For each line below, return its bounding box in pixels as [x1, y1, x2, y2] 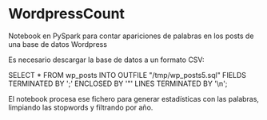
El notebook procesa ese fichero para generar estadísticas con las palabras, [8, 94, 260, 103]
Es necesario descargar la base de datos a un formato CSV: [8, 55, 205, 64]
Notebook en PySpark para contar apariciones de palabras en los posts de [8, 31, 254, 41]
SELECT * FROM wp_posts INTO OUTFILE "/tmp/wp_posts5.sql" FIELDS [8, 70, 246, 79]
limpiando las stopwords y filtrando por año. [8, 103, 153, 112]
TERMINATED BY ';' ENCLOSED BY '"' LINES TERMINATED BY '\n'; [8, 79, 228, 88]
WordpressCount [8, 5, 126, 23]
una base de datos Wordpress [8, 39, 108, 48]
